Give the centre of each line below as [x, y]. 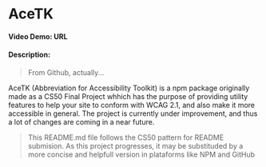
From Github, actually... [66, 72]
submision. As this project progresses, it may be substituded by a [135, 145]
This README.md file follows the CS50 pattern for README [126, 137]
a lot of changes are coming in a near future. [81, 121]
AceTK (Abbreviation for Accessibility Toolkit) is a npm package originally [129, 88]
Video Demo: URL [38, 36]
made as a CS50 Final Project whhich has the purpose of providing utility [128, 96]
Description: [29, 55]
